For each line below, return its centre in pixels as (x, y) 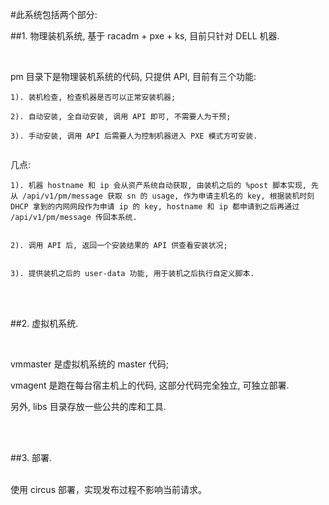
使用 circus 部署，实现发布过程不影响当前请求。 (108, 489)
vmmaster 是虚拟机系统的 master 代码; (89, 364)
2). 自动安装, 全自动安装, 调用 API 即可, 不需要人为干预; (121, 117)
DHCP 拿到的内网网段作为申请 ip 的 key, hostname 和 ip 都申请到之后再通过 (155, 207)
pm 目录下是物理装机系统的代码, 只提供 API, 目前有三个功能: (133, 76)
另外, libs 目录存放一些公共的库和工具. (88, 406)
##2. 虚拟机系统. (44, 323)
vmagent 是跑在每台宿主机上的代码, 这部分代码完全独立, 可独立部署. (150, 385)
